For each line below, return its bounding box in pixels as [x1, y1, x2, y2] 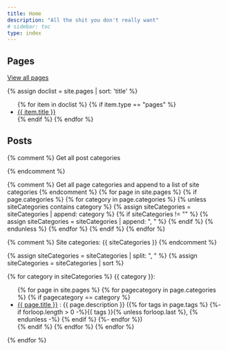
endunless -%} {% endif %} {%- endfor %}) [17, 315, 143, 323]
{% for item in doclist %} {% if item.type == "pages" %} [17, 100, 176, 109]
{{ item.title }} [17, 108, 56, 116]
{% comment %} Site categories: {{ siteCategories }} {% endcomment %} [7, 238, 218, 246]
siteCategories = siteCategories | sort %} [7, 259, 124, 267]
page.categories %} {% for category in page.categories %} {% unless [7, 195, 207, 203]
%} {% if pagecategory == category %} [17, 292, 131, 301]
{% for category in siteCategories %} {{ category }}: [7, 272, 155, 281]
